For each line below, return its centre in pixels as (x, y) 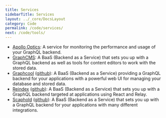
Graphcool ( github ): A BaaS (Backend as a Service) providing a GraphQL (86, 73)
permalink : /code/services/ (34, 28)
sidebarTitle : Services (30, 14)
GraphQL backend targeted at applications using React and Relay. (80, 94)
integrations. (25, 110)
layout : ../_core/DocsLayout (35, 19)
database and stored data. (39, 84)
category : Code (21, 24)
